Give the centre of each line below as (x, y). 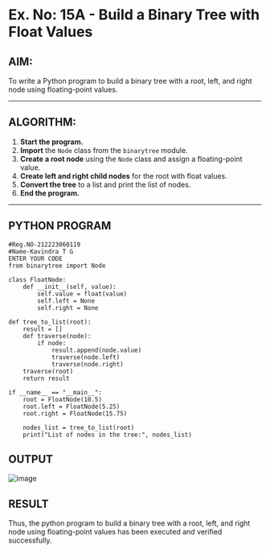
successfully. (30, 540)
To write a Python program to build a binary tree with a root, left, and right (130, 81)
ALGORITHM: (42, 122)
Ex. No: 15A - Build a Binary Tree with (134, 15)
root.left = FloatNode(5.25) (72, 406)
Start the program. (51, 142)
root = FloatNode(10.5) (63, 399)
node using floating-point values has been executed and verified (115, 532)
